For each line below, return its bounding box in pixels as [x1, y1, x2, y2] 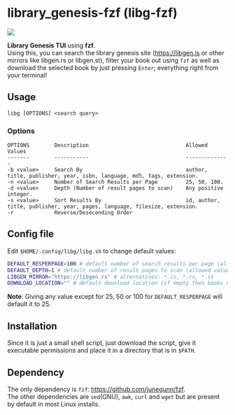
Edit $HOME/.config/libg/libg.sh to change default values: [7, 246, 176, 255]
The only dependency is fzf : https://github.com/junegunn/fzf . [7, 385, 185, 393]
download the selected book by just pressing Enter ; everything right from [7, 63, 219, 71]
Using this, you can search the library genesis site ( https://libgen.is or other [7, 48, 225, 57]
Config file [7, 228, 55, 240]
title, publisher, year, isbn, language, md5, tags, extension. [7, 173, 199, 180]
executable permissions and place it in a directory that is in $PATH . [7, 346, 196, 355]
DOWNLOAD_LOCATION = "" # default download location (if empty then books [7, 280, 224, 287]
